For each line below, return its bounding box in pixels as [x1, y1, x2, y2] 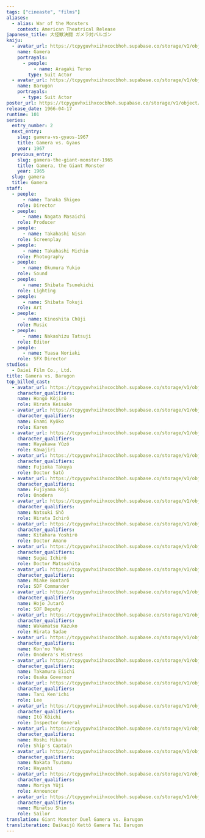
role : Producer [17, 220, 56, 226]
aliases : [6, 15, 29, 21]
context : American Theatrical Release [17, 26, 116, 32]
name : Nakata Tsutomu [17, 760, 72, 766]
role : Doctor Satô [17, 469, 64, 476]
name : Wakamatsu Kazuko [17, 623, 78, 629]
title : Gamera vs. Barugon [6, 373, 75, 379]
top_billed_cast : [6, 379, 51, 385]
